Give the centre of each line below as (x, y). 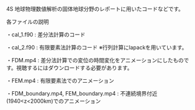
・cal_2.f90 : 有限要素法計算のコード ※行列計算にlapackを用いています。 (97, 47)
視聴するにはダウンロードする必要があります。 (74, 68)
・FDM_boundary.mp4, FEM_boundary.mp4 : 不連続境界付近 (82, 93)
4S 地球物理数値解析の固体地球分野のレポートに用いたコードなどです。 (95, 9)
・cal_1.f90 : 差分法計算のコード (46, 34)
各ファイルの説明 (28, 22)
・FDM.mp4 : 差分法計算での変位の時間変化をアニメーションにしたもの (95, 60)
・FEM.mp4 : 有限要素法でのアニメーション (60, 81)
